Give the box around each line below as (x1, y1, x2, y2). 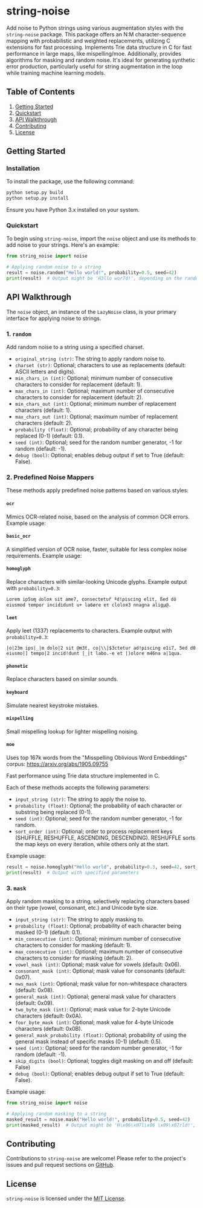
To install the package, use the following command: (6, 178, 135, 185)
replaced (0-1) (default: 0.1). (14, 433, 85, 440)
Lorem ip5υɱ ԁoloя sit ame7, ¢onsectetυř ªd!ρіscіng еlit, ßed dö (6, 596, 176, 602)
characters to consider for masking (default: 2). (14, 955, 133, 962)
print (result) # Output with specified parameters (6, 869, 139, 875)
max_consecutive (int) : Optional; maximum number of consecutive (14, 948, 182, 955)
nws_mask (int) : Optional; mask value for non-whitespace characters (14, 980, 187, 987)
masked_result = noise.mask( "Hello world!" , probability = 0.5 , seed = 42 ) (6, 1116, 190, 1123)
